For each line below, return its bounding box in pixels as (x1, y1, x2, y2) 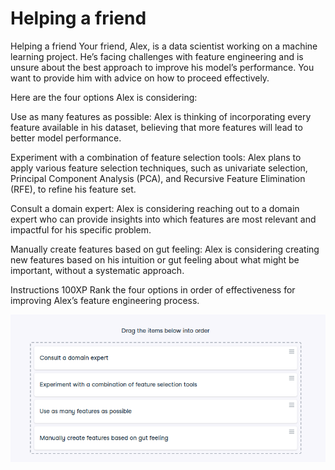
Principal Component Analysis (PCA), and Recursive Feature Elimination (10, 172, 306, 184)
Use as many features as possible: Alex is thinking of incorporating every (10, 110, 312, 122)
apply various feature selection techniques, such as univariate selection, (10, 162, 308, 174)
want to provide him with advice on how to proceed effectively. (10, 72, 270, 84)
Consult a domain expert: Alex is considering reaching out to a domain (10, 202, 300, 214)
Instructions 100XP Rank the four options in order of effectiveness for (10, 283, 296, 296)
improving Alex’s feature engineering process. (10, 294, 200, 306)
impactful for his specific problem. (10, 223, 152, 236)
